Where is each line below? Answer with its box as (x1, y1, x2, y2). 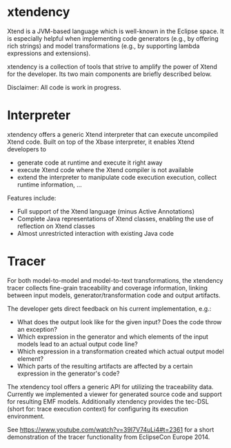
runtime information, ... (17, 180, 83, 189)
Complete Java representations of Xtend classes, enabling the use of (17, 214, 214, 223)
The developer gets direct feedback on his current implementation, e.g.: (7, 304, 212, 312)
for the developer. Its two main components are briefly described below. (7, 70, 212, 78)
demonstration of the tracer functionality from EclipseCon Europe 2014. (7, 433, 210, 441)
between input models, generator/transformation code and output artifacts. (7, 291, 221, 299)
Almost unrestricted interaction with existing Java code (17, 229, 174, 237)
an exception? (17, 325, 57, 333)
